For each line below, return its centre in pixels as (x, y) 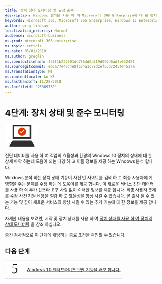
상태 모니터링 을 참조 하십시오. (33, 224)
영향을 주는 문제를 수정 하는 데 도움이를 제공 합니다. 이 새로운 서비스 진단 (73, 184)
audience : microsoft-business (35, 36)
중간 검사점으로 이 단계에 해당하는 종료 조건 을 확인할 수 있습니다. (66, 235)
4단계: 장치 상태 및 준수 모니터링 (65, 113)
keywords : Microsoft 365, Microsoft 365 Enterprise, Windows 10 (71, 20)
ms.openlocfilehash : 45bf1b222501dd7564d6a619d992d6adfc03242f (70, 61)
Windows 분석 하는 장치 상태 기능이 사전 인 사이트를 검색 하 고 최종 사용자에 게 (79, 177)
